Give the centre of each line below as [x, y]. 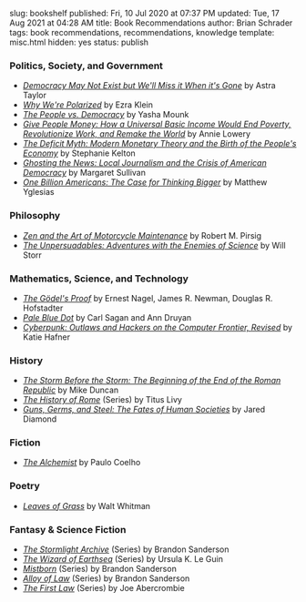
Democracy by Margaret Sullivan [84, 173]
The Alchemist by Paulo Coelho [82, 463]
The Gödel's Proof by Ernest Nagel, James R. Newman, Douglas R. [148, 298]
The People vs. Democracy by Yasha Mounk [106, 115]
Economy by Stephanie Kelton [79, 153]
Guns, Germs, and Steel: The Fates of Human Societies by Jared [144, 410]
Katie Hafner [46, 337]
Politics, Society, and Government [87, 66]
